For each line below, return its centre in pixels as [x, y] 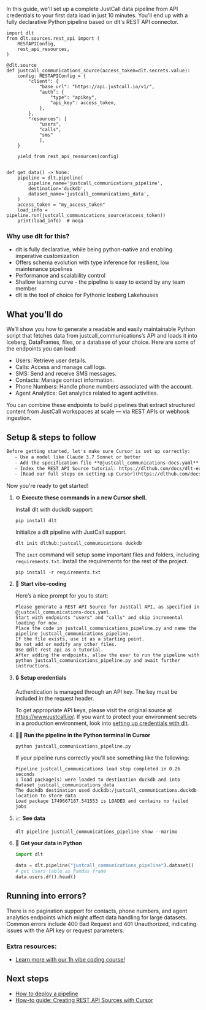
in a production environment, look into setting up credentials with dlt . [102, 723]
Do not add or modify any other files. [66, 645]
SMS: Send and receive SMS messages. [66, 374]
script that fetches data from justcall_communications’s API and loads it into [102, 336]
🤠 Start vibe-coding [41, 584]
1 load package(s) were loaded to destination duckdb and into [98, 780]
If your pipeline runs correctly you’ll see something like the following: [102, 758]
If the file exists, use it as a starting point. [80, 639]
